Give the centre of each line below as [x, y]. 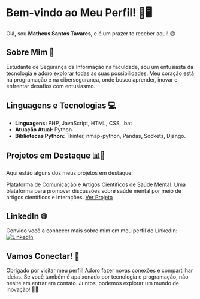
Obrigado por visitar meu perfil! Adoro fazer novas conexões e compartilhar [100, 270]
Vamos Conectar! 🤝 [43, 256]
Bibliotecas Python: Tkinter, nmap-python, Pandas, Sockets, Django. [100, 136]
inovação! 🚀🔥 [22, 289]
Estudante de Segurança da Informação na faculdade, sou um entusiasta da [100, 67]
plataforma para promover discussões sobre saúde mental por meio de [94, 191]
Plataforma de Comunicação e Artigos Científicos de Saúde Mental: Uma [96, 184]
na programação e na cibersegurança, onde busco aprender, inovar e [92, 79]
